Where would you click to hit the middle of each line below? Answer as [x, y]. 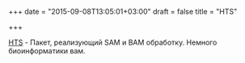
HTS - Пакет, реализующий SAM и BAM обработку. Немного [113, 42]
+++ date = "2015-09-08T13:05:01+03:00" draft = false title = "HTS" [123, 12]
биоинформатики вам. [47, 51]
